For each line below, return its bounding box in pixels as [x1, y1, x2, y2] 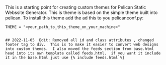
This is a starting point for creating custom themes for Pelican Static [5, 4, 146, 10]
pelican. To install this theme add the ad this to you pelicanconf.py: [5, 15, 144, 20]
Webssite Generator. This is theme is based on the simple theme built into [5, 9, 158, 15]
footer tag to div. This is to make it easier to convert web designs [5, 42, 158, 47]
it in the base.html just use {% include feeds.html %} [5, 55, 125, 60]
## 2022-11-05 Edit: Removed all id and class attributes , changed [5, 37, 154, 42]
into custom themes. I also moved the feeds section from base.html [5, 46, 154, 51]
